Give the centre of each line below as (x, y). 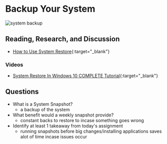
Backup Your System (50, 9)
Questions (22, 92)
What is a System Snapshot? (43, 104)
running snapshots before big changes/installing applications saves (91, 131)
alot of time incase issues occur (54, 136)
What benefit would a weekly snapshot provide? (63, 115)
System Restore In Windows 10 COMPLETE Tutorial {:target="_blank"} (85, 76)
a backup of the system (45, 109)
